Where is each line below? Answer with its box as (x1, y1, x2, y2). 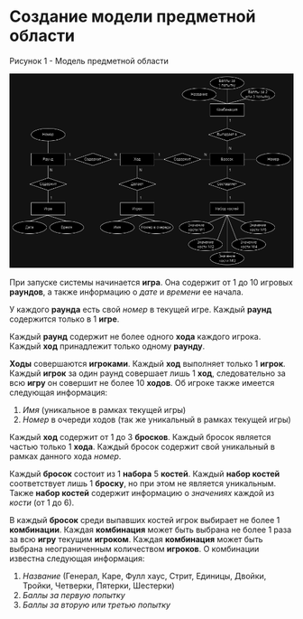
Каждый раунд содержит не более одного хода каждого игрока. (9, 331, 262, 342)
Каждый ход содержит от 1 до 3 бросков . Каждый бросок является (9, 431, 271, 442)
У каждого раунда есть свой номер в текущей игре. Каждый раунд (9, 304, 272, 314)
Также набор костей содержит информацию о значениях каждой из (9, 487, 275, 498)
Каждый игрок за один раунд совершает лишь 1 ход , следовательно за (9, 368, 286, 379)
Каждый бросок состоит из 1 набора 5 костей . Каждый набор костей (9, 468, 280, 479)
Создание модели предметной (9, 6, 256, 27)
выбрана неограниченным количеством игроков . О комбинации (9, 543, 260, 554)
